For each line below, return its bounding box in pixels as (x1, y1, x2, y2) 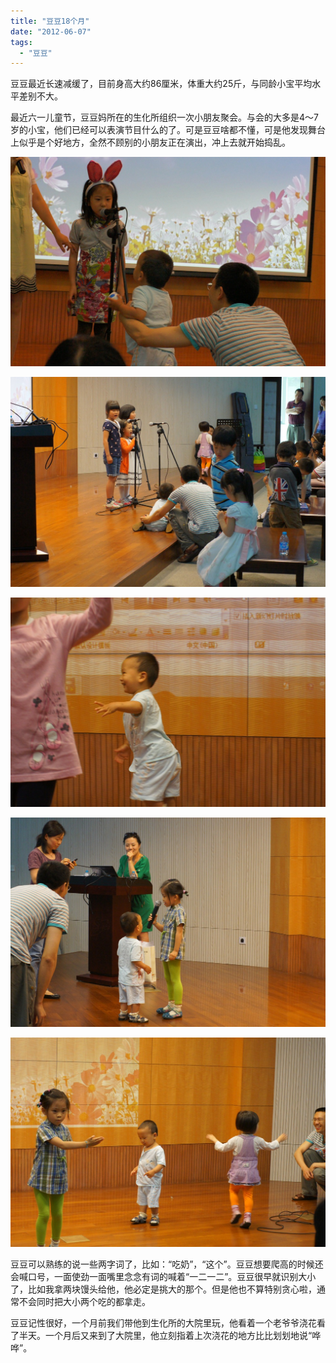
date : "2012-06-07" (10, 26, 92, 37)
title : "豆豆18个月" (10, 16, 90, 26)
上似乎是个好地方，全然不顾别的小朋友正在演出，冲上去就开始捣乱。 (10, 136, 291, 149)
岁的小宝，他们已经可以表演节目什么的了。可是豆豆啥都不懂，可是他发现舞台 (10, 124, 326, 136)
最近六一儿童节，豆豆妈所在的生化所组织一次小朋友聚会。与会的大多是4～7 (10, 111, 319, 124)
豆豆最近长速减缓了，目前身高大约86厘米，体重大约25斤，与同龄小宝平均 (10, 78, 313, 90)
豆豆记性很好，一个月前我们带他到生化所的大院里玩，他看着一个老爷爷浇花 (10, 1317, 317, 1329)
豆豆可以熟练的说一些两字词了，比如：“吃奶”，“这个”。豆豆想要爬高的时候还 (10, 1258, 324, 1270)
